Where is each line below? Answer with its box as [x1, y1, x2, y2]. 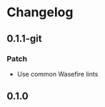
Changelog [6, 4, 74, 21]
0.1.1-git [6, 33, 42, 45]
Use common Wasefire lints [16, 69, 99, 78]
